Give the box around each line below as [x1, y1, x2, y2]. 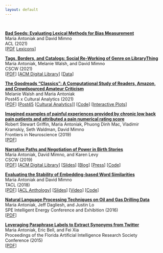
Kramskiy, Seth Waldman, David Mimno [5, 126, 85, 132]
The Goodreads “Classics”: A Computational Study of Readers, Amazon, [5, 80, 156, 86]
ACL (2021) [5, 40, 28, 47]
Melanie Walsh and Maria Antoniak [5, 91, 75, 97]
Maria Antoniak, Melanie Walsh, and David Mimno [5, 60, 105, 66]
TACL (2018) [5, 182, 30, 188]
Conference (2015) [5, 237, 43, 243]
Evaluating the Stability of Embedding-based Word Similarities [5, 171, 135, 177]
